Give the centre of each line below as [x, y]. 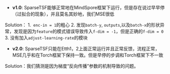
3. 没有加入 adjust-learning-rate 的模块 [46, 38]
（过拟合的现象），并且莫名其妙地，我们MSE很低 [63, 14]
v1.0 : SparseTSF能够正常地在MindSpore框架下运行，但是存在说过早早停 [88, 7]
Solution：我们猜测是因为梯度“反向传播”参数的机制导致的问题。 [72, 66]
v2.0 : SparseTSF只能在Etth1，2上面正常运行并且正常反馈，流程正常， [86, 49]
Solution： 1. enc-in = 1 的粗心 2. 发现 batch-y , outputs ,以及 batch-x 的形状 [82, 25]
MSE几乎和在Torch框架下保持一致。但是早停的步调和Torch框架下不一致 [88, 55]
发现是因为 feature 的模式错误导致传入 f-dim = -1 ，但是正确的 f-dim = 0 [89, 31]
